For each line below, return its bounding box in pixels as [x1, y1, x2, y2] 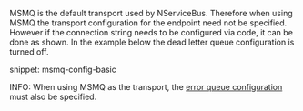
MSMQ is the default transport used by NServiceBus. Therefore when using [9, 8, 293, 18]
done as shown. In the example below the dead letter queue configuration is [9, 36, 295, 47]
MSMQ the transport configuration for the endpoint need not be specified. [9, 17, 288, 28]
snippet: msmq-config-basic [9, 64, 116, 75]
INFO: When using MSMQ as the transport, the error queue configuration [9, 82, 283, 92]
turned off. [9, 46, 49, 57]
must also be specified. [9, 91, 97, 102]
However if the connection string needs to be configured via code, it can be [9, 27, 294, 37]
